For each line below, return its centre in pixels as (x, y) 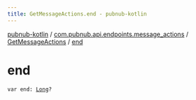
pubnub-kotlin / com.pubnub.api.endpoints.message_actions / (98, 34)
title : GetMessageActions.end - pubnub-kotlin (77, 14)
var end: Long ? (30, 89)
